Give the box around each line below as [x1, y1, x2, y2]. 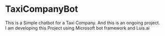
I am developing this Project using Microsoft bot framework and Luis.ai [5, 25, 150, 31]
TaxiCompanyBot [5, 3, 79, 15]
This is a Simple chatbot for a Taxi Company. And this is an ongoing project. [5, 20, 161, 26]
